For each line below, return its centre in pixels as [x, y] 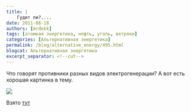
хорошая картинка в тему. [40, 80]
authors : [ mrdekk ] [29, 28]
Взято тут [18, 102]
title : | [17, 12]
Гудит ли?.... [34, 17]
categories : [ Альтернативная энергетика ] [58, 40]
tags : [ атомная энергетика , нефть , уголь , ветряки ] [72, 34]
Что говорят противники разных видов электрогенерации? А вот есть [95, 73]
